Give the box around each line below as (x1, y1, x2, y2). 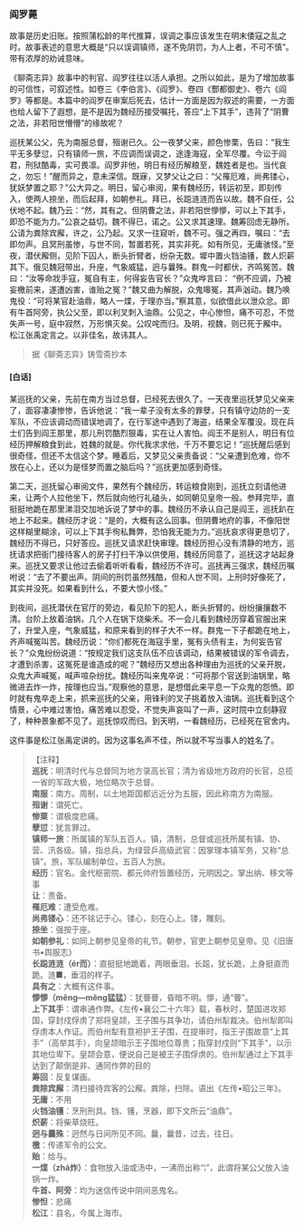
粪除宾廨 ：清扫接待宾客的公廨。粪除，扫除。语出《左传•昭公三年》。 (31, 1082, 287, 1094)
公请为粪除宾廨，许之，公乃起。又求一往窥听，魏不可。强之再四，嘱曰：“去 (9, 228, 291, 239)
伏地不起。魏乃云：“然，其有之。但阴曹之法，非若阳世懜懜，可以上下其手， (9, 205, 291, 216)
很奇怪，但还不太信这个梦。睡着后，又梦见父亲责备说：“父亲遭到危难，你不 (9, 450, 291, 461)
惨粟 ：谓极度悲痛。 (31, 810, 104, 822)
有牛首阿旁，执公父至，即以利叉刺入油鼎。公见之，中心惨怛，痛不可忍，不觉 (9, 307, 295, 318)
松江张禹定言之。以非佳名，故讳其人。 (9, 329, 152, 341)
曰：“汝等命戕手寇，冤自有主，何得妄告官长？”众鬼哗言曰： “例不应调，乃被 (9, 273, 292, 284)
